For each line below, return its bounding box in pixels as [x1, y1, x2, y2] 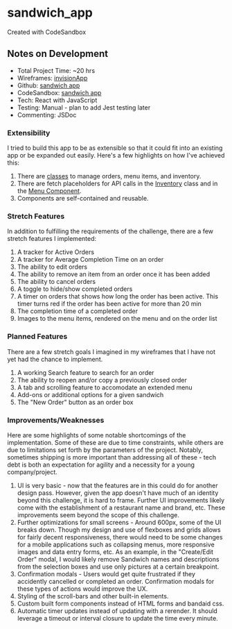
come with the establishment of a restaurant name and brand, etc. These [17, 503, 226, 512]
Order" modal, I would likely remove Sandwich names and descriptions [17, 555, 220, 563]
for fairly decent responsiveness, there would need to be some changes [17, 532, 223, 541]
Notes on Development [7, 48, 109, 60]
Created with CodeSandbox [7, 28, 87, 36]
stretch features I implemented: [7, 235, 97, 243]
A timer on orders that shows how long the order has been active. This [17, 292, 219, 301]
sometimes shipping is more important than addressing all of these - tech [7, 453, 217, 461]
